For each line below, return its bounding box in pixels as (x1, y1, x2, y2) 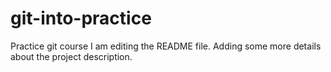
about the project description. (10, 50, 133, 62)
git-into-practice (10, 7, 152, 30)
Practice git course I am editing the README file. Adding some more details (10, 40, 322, 52)
